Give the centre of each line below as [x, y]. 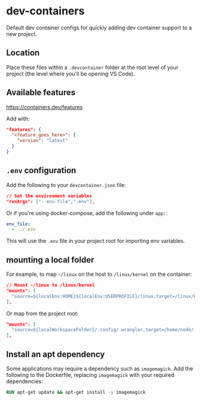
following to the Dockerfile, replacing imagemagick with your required [90, 375]
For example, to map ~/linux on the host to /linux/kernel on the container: [99, 275]
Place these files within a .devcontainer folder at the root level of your [92, 67]
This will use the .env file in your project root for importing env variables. [96, 241]
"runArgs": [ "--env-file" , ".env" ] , [51, 201]
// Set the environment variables [49, 196]
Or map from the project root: [42, 313]
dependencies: [25, 381]
